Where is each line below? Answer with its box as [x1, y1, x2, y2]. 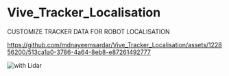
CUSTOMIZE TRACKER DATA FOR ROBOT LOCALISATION [7, 27, 170, 36]
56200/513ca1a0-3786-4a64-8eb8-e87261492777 [7, 48, 151, 56]
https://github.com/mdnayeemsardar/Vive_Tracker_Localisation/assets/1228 [7, 40, 223, 49]
